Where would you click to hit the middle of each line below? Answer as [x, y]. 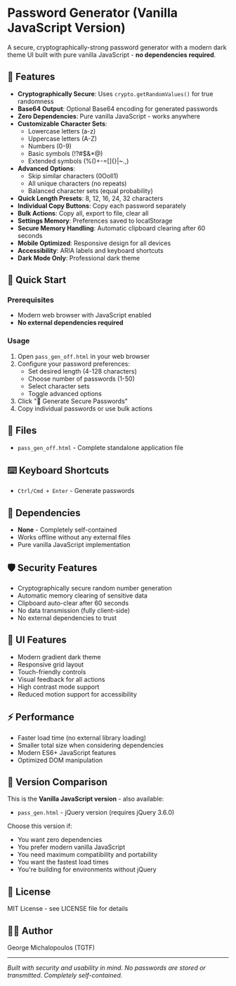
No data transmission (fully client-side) [74, 610]
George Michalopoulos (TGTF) [51, 948]
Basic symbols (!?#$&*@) [65, 153]
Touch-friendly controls [52, 671]
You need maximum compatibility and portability [87, 855]
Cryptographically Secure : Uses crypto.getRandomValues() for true [115, 93]
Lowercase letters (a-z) [62, 131]
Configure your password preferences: [73, 364]
